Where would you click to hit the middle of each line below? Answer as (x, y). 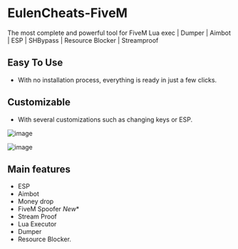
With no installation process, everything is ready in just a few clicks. (117, 80)
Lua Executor (37, 224)
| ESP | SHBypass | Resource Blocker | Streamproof (83, 40)
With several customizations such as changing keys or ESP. (105, 120)
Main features (39, 169)
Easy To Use (35, 63)
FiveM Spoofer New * (48, 209)
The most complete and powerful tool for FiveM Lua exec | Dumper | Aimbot (119, 33)
